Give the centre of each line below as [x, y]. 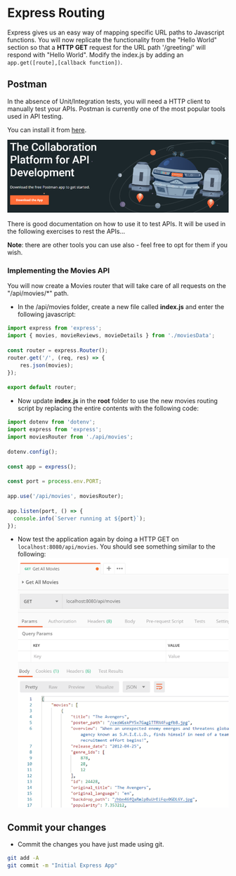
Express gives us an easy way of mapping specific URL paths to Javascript [116, 32]
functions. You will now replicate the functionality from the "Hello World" [112, 39]
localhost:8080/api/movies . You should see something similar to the [116, 547]
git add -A [23, 858]
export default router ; [42, 388]
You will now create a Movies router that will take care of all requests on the [117, 286]
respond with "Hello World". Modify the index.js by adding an [96, 55]
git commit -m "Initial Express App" [63, 865]
